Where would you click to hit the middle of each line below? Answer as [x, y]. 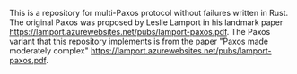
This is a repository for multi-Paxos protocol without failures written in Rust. [149, 13]
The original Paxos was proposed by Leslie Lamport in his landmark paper [146, 22]
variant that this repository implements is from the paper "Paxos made [139, 41]
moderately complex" [49, 51]
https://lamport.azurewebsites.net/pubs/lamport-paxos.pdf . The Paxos [140, 32]
